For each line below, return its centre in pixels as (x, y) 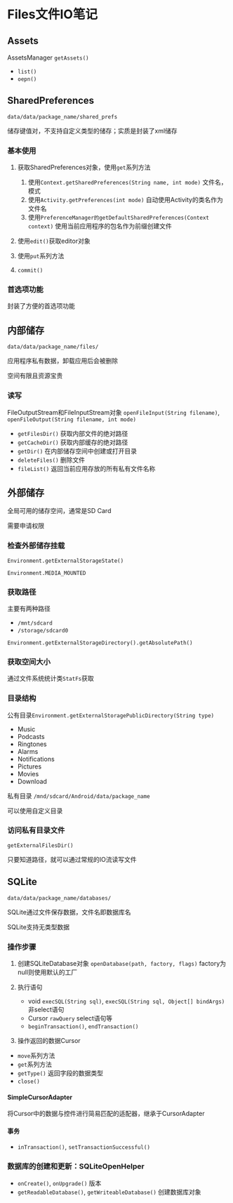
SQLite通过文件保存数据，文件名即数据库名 (69, 912)
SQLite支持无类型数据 (39, 926)
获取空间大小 (29, 662)
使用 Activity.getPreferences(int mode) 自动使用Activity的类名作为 (125, 200)
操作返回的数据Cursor (49, 1040)
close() (28, 1082)
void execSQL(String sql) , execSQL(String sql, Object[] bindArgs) (126, 1001)
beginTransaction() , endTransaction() (83, 1026)
